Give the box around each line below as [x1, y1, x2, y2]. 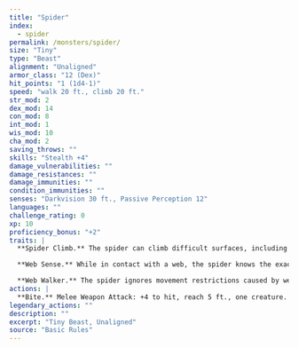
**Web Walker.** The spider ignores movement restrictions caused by [17, 276, 279, 285]
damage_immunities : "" [9, 178, 93, 187]
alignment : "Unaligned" [9, 63, 98, 72]
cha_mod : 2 [9, 137, 50, 146]
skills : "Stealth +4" [9, 153, 90, 162]
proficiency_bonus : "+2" [9, 227, 101, 236]
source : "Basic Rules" [9, 326, 93, 335]
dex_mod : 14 [9, 104, 53, 113]
